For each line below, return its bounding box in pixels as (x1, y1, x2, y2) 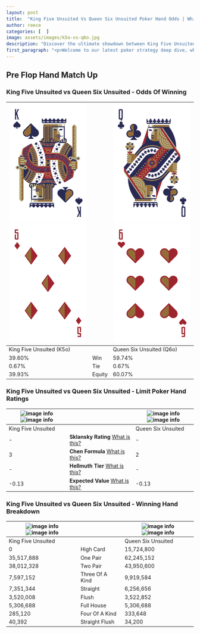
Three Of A (80, 570, 108, 578)
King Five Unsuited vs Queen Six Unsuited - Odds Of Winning (6, 88, 187, 96)
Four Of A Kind (80, 610, 117, 618)
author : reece (6, 22, 42, 28)
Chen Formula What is (69, 448, 125, 455)
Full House (80, 601, 107, 609)
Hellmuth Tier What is (69, 462, 124, 470)
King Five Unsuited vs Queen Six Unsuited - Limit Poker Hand (6, 387, 186, 395)
